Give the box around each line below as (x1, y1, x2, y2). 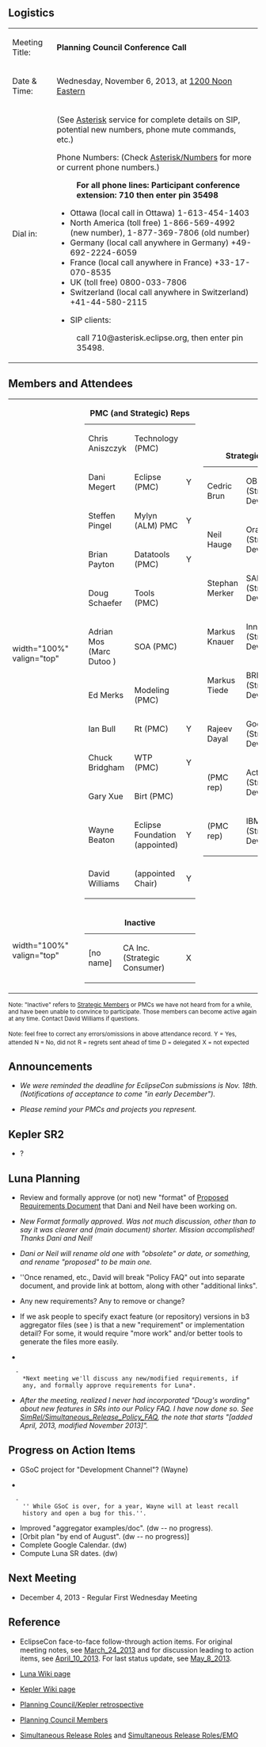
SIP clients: (70, 314, 112, 325)
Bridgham (88, 761, 125, 772)
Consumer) (122, 962, 165, 973)
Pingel (88, 519, 112, 531)
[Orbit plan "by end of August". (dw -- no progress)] (19, 1531, 190, 1541)
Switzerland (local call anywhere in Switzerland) (70, 286, 249, 297)
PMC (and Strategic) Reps (89, 408, 190, 419)
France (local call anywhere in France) (70, 257, 212, 268)
